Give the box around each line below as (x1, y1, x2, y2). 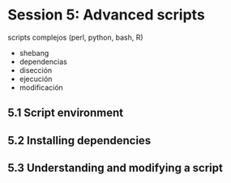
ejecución (19, 74, 53, 83)
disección (19, 65, 53, 74)
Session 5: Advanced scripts (7, 6, 206, 24)
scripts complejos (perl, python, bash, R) (7, 32, 143, 42)
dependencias (19, 57, 68, 66)
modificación (19, 83, 64, 92)
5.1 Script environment (7, 106, 124, 120)
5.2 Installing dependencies (7, 134, 152, 147)
